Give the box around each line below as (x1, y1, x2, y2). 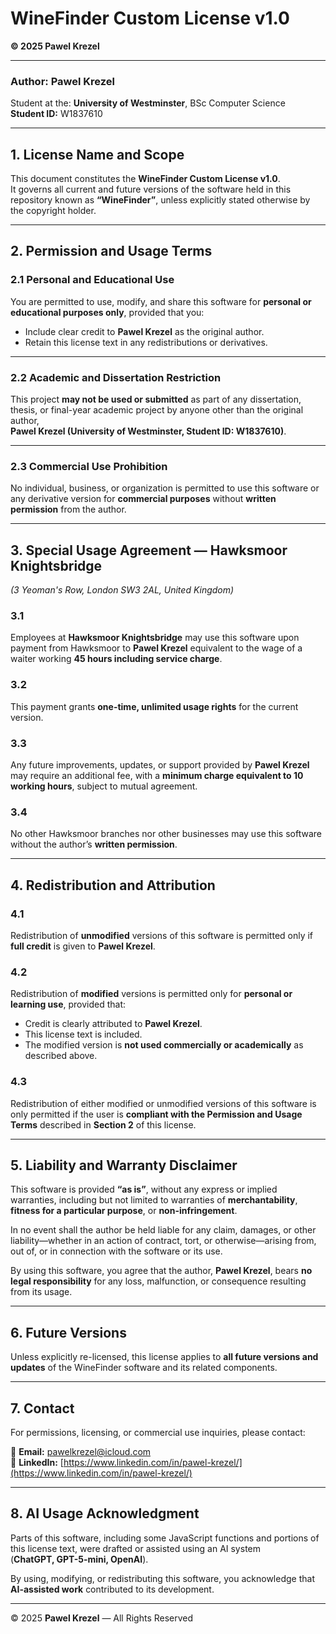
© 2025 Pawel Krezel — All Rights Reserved (10, 1612, 194, 1624)
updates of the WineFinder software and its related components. (10, 1362, 278, 1374)
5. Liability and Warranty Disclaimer (10, 1157, 238, 1174)
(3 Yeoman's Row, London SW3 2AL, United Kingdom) (10, 584, 235, 596)
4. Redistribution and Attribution (10, 877, 216, 894)
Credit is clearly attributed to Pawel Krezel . (24, 1018, 203, 1030)
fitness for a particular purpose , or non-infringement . (10, 1205, 238, 1217)
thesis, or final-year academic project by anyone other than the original (10, 404, 304, 416)
